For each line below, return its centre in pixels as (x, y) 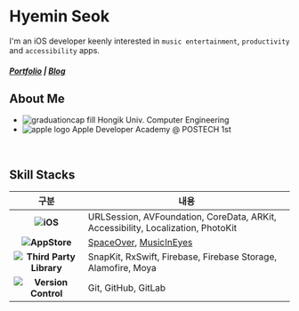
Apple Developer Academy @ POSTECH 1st (152, 130)
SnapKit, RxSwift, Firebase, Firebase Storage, (182, 257)
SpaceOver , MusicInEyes (140, 243)
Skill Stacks (42, 175)
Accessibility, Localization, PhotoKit (162, 228)
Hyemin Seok (59, 16)
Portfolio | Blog (37, 71)
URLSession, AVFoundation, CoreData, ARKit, (182, 217)
